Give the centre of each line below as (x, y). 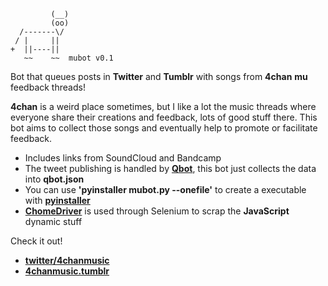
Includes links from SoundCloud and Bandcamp (123, 158)
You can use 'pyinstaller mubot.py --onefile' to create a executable (165, 189)
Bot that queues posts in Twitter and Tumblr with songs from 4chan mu (159, 76)
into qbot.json (54, 179)
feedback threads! (48, 87)
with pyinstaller (57, 200)
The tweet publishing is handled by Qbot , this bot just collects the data (170, 168)
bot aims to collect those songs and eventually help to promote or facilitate (164, 128)
